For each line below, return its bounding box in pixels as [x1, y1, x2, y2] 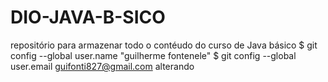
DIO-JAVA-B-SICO [10, 6, 166, 29]
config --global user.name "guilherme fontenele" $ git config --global [10, 49, 297, 61]
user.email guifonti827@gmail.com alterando [10, 60, 195, 72]
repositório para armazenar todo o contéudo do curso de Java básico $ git [10, 39, 318, 51]
